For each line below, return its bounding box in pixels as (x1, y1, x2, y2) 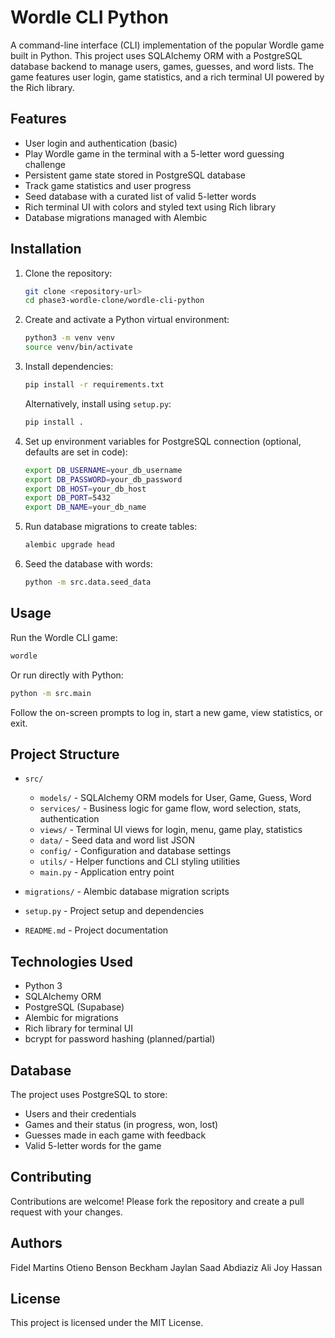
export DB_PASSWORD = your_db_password (24, 474, 183, 485)
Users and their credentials (24, 1107, 137, 1120)
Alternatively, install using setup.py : (24, 397, 172, 410)
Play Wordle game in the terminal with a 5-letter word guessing (24, 147, 285, 160)
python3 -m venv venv (24, 333, 116, 343)
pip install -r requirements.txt (24, 380, 165, 390)
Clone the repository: (24, 267, 113, 279)
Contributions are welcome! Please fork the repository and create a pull (10, 1195, 305, 1207)
